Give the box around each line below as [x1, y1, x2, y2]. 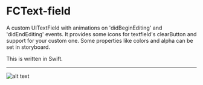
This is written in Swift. [6, 55, 63, 62]
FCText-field [6, 4, 71, 18]
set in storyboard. [6, 43, 50, 51]
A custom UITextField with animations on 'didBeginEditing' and [6, 24, 163, 31]
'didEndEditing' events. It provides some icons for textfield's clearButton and [6, 30, 197, 37]
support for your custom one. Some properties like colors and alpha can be [6, 37, 193, 44]
